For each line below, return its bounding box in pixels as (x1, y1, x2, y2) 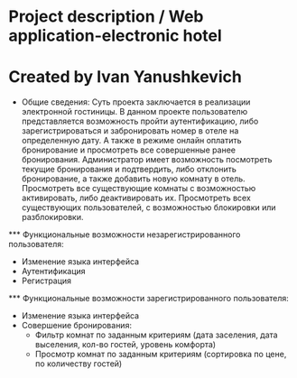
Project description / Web (8, 6, 204, 27)
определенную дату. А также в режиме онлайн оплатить (21, 135, 242, 146)
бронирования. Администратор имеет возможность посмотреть (21, 154, 273, 165)
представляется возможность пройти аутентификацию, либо (21, 115, 259, 127)
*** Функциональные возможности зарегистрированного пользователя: (8, 293, 290, 304)
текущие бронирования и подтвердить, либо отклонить (21, 164, 237, 175)
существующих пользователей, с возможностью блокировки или (21, 202, 276, 213)
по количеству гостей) (34, 358, 123, 369)
